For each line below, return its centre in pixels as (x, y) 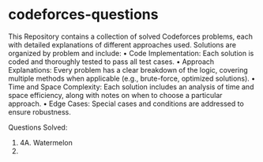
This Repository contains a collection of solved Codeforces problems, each (131, 36)
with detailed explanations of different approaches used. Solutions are (122, 44)
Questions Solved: (38, 127)
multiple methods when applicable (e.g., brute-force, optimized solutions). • (132, 78)
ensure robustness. (39, 111)
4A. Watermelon (46, 142)
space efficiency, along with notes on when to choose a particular (115, 95)
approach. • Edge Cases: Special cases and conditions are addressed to (126, 104)
